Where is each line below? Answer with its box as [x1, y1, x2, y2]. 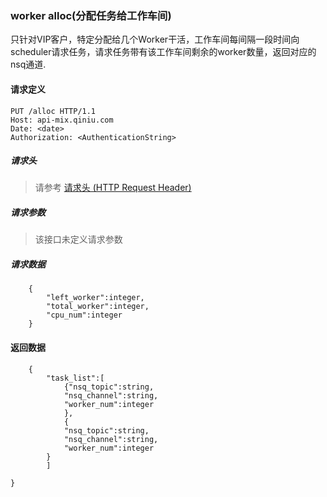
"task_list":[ [46, 373, 105, 383]
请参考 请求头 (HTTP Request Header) [34, 182, 192, 194]
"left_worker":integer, [46, 293, 145, 303]
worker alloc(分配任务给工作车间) [10, 8, 172, 22]
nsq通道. [10, 58, 47, 71]
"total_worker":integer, [46, 302, 150, 312]
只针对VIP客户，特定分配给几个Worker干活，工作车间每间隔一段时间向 [10, 33, 300, 46]
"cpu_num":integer [46, 310, 123, 321]
